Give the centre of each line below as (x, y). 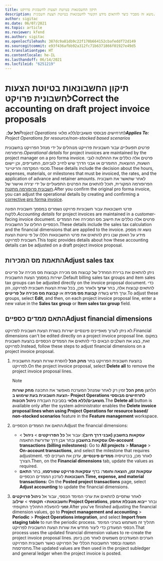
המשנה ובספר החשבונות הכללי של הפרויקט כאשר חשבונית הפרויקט (74, 543)
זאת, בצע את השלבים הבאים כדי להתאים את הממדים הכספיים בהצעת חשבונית (77, 341)
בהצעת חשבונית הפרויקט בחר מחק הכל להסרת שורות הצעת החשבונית (77, 361)
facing (11, 219)
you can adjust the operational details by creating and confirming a (72, 194)
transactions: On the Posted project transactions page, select (82, 481)
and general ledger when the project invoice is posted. (67, 553)
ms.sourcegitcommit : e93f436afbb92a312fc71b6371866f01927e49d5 (71, 46)
